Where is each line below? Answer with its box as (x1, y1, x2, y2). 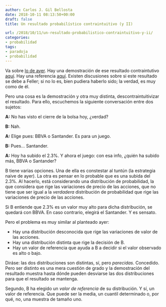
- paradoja (5, 49, 28, 54)
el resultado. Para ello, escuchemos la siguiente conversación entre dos (5, 98, 153, 104)
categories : (5, 35, 30, 40)
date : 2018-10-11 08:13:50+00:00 (5, 12, 75, 17)
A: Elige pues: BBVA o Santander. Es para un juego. (5, 133, 111, 139)
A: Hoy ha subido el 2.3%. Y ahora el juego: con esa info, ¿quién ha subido (5, 152, 159, 159)
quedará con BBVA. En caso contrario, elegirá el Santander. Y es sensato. (5, 209, 156, 215)
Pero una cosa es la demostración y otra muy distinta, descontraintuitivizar (5, 93, 159, 99)
